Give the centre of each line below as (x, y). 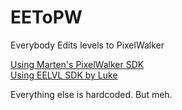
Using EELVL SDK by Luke (64, 75)
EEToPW (46, 17)
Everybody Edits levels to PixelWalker (87, 45)
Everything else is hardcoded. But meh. (91, 94)
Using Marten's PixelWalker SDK (77, 64)
